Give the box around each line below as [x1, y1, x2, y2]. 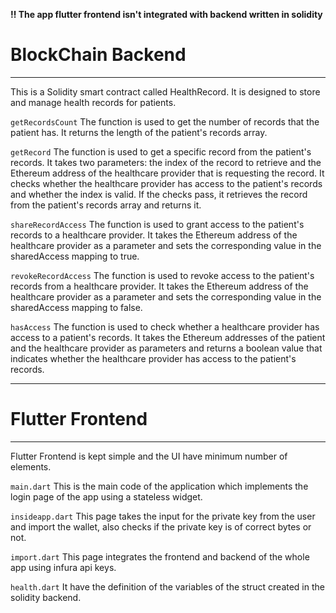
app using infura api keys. [10, 561, 117, 573]
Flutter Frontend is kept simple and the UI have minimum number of [10, 450, 288, 462]
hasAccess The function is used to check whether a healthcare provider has [10, 320, 320, 333]
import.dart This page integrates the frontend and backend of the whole [10, 550, 310, 563]
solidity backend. [10, 591, 82, 603]
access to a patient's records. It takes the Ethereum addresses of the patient [10, 331, 326, 343]
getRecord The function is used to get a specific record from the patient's [10, 145, 312, 158]
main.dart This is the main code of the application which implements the [10, 480, 309, 492]
